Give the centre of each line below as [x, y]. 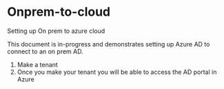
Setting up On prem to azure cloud [56, 31]
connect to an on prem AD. [45, 51]
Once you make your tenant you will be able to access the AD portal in [117, 72]
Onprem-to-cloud [59, 12]
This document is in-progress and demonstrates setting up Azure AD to [109, 44]
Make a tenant [38, 64]
